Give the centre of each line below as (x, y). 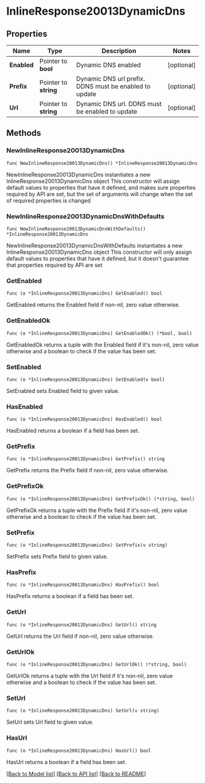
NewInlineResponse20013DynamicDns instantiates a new (78, 175)
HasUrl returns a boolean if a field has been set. (67, 762)
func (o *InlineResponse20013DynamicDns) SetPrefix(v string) (87, 545)
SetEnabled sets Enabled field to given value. (63, 391)
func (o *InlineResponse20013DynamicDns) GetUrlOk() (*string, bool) (97, 664)
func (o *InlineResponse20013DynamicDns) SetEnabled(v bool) (86, 380)
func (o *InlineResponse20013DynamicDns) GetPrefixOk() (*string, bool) (101, 499)
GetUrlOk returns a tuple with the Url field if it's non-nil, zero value (90, 676)
